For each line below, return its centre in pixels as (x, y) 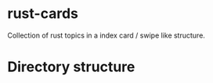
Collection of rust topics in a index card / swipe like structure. (106, 35)
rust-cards (43, 14)
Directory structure (71, 67)
